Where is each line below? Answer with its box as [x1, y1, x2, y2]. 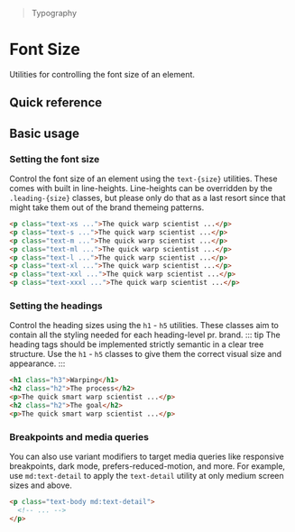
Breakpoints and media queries [9, 430, 149, 443]
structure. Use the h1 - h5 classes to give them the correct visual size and [9, 349, 282, 360]
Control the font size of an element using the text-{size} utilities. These [9, 173, 278, 184]
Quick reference [9, 95, 103, 111]
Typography [31, 8, 78, 18]
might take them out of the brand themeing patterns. [9, 202, 205, 213]
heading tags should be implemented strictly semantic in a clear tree [9, 339, 264, 350]
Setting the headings [9, 299, 103, 312]
